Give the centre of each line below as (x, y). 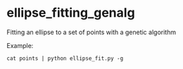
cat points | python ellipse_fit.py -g (65, 58)
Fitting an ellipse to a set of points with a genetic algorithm (91, 32)
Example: (20, 45)
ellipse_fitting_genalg (71, 13)
